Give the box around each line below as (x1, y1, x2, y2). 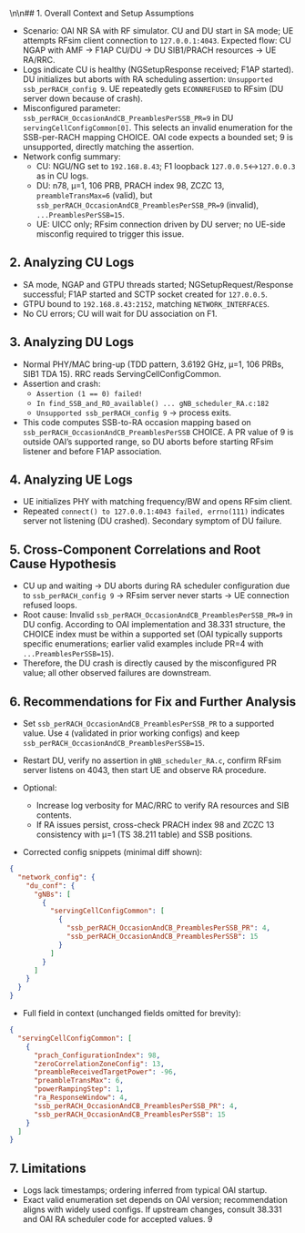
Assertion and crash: (22, 378, 101, 389)
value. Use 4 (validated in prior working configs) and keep (22, 728, 240, 739)
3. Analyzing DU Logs (9, 334, 135, 350)
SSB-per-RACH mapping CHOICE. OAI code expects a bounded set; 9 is (22, 132, 294, 142)
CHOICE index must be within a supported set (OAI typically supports (22, 628, 283, 640)
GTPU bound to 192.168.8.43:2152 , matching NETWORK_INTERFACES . (22, 298, 270, 309)
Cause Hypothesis (9, 555, 117, 572)
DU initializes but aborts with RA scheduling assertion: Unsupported (22, 74, 273, 85)
